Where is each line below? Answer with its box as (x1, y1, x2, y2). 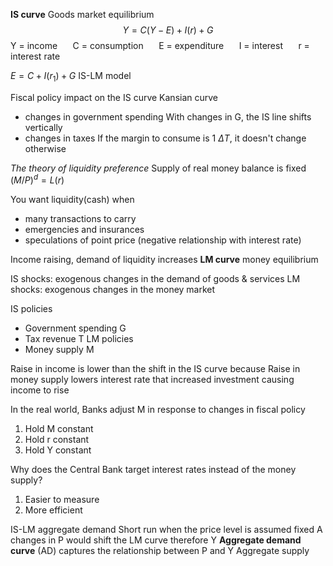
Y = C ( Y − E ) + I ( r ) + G (122, 24, 214, 36)
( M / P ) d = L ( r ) (10, 172, 65, 186)
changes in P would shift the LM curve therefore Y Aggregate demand (10, 534, 302, 546)
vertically (24, 121, 63, 133)
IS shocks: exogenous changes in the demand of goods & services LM (10, 273, 301, 285)
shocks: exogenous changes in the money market (10, 284, 216, 296)
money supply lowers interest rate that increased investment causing (10, 374, 295, 386)
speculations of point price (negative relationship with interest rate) (24, 234, 302, 246)
